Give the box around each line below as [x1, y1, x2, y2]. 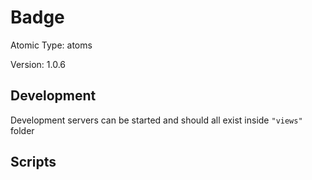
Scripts [10, 154, 57, 171]
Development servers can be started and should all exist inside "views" [10, 114, 303, 126]
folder [10, 124, 35, 136]
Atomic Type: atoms [10, 39, 93, 51]
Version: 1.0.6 [10, 58, 67, 70]
